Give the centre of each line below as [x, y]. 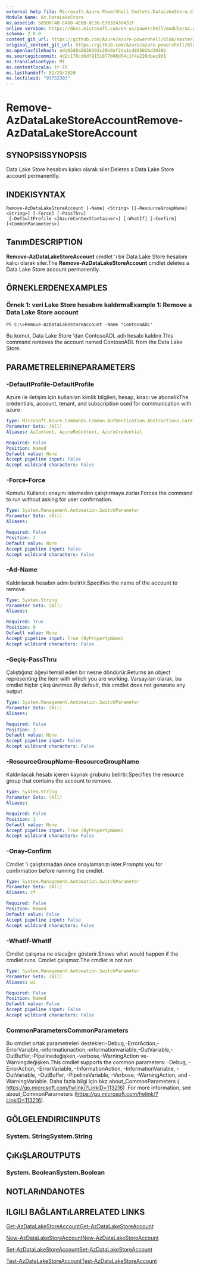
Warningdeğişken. [28, 1062]
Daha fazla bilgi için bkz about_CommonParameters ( [115, 1081]
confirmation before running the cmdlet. [55, 870]
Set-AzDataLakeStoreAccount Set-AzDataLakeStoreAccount [79, 1250]
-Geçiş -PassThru [32, 659]
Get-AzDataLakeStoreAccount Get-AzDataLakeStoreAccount [80, 1226]
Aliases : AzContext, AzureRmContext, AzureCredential [74, 432]
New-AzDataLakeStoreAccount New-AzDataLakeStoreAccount [82, 1238]
